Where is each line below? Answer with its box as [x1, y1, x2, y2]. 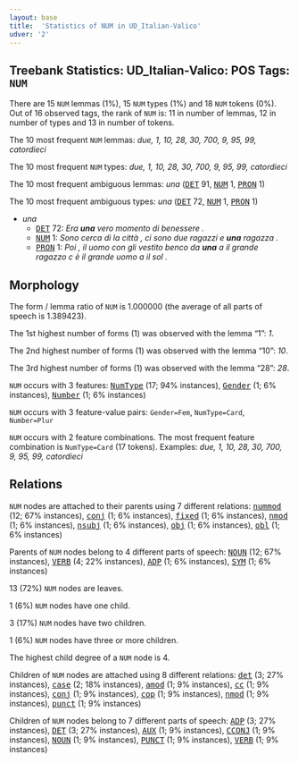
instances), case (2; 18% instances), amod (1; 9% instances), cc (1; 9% [9, 679, 270, 690]
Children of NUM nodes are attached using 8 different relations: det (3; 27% [9, 669, 284, 680]
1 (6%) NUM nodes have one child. [9, 600, 131, 611]
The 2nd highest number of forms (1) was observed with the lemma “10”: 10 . [9, 345, 288, 356]
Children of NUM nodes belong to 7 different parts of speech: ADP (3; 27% [9, 715, 277, 725]
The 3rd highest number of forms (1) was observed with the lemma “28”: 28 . [9, 363, 290, 373]
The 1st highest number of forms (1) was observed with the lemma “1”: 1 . [9, 328, 275, 338]
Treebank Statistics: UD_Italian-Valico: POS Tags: [9, 63, 290, 78]
